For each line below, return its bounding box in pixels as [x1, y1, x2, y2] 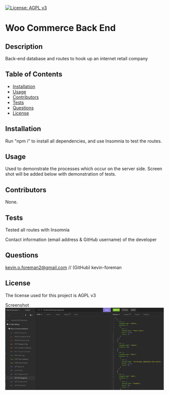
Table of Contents [5, 70, 63, 79]
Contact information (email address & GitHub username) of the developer [5, 236, 157, 243]
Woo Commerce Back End [5, 23, 116, 34]
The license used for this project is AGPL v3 [5, 292, 97, 298]
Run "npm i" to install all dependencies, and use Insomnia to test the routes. [5, 138, 162, 144]
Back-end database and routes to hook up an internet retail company [5, 56, 148, 61]
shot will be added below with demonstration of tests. [5, 171, 117, 177]
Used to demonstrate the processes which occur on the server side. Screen [5, 166, 162, 172]
